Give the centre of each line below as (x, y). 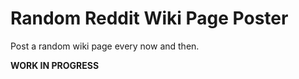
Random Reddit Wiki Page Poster (149, 18)
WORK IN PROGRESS (55, 65)
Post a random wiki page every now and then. (105, 46)
